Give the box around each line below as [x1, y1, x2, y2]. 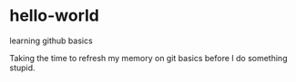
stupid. [9, 62, 36, 73]
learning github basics [9, 35, 93, 46]
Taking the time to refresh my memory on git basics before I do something [9, 52, 288, 63]
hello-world [9, 5, 100, 26]
